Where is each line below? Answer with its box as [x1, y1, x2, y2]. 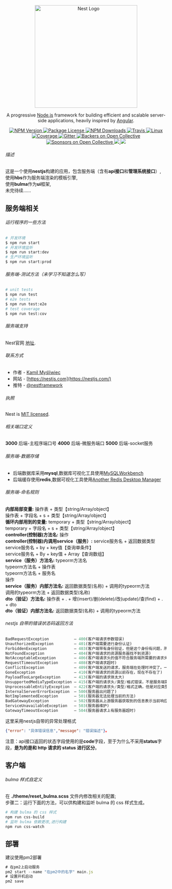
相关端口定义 [5, 423, 32, 430]
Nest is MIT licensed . [5, 411, 50, 417]
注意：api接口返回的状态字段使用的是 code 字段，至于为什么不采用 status [5, 738, 158, 744]
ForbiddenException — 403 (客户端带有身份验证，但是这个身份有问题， [5, 646, 164, 651]
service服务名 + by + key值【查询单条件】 [5, 544, 94, 550]
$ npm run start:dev [5, 249, 50, 255]
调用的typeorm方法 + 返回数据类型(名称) [5, 589, 91, 595]
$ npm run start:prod [5, 259, 52, 264]
